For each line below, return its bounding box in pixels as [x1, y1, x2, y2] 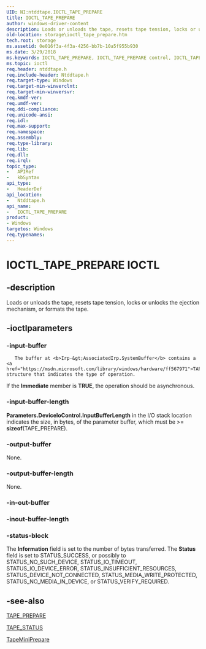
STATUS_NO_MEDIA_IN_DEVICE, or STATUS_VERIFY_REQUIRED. [6, 578, 170, 585]
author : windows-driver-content [6, 20, 89, 26]
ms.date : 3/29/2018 [6, 49, 56, 55]
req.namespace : [6, 129, 45, 135]
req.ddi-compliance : [6, 106, 59, 112]
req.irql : [6, 157, 32, 163]
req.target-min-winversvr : [6, 89, 75, 95]
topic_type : [6, 163, 37, 169]
